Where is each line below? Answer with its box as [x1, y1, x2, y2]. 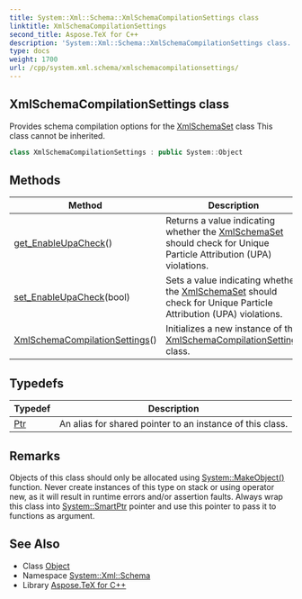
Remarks [9, 448, 61, 464]
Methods [9, 172, 61, 187]
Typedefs [9, 376, 65, 391]
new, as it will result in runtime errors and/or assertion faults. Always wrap [9, 492, 283, 502]
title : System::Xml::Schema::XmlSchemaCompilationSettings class [9, 13, 259, 23]
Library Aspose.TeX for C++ [22, 579, 127, 590]
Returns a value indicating [165, 214, 276, 227]
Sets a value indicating [165, 274, 262, 286]
